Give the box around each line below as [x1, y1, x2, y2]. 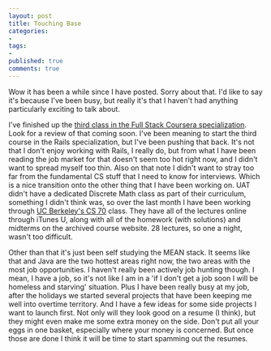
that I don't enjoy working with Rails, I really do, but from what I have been [8, 145, 256, 155]
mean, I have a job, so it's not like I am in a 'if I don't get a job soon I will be [8, 273, 259, 283]
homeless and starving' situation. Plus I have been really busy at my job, [8, 281, 250, 292]
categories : [8, 27, 49, 35]
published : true [8, 58, 63, 66]
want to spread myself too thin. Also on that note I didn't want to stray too [8, 163, 255, 173]
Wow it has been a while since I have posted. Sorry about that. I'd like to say [8, 87, 263, 96]
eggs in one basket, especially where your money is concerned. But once [8, 325, 254, 335]
